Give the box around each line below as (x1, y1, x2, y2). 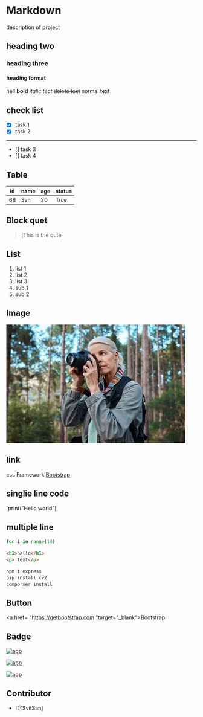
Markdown (6, 4, 62, 18)
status (55, 187, 72, 195)
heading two (6, 41, 54, 51)
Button (6, 597, 32, 608)
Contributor (6, 688, 51, 698)
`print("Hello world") (6, 504, 57, 512)
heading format (6, 74, 47, 82)
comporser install (6, 581, 53, 587)
